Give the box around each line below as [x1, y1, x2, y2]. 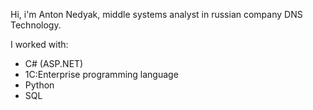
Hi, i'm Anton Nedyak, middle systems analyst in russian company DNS [10, 9, 303, 20]
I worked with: [10, 39, 69, 50]
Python [24, 79, 55, 91]
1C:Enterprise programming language [24, 69, 179, 80]
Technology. [10, 19, 62, 31]
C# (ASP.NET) [24, 58, 84, 69]
